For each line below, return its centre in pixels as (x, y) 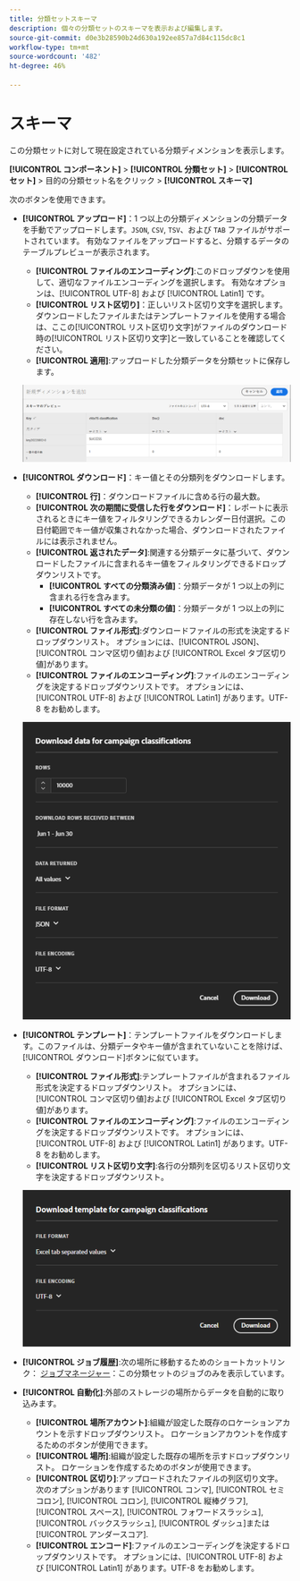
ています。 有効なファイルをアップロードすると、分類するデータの (168, 241)
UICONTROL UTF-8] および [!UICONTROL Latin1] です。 (167, 293)
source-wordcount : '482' (55, 57)
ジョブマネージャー (75, 1373)
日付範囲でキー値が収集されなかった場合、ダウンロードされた (149, 530)
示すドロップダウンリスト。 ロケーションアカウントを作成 (173, 1433)
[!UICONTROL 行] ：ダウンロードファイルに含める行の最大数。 (150, 497)
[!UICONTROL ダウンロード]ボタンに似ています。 (112, 1058)
